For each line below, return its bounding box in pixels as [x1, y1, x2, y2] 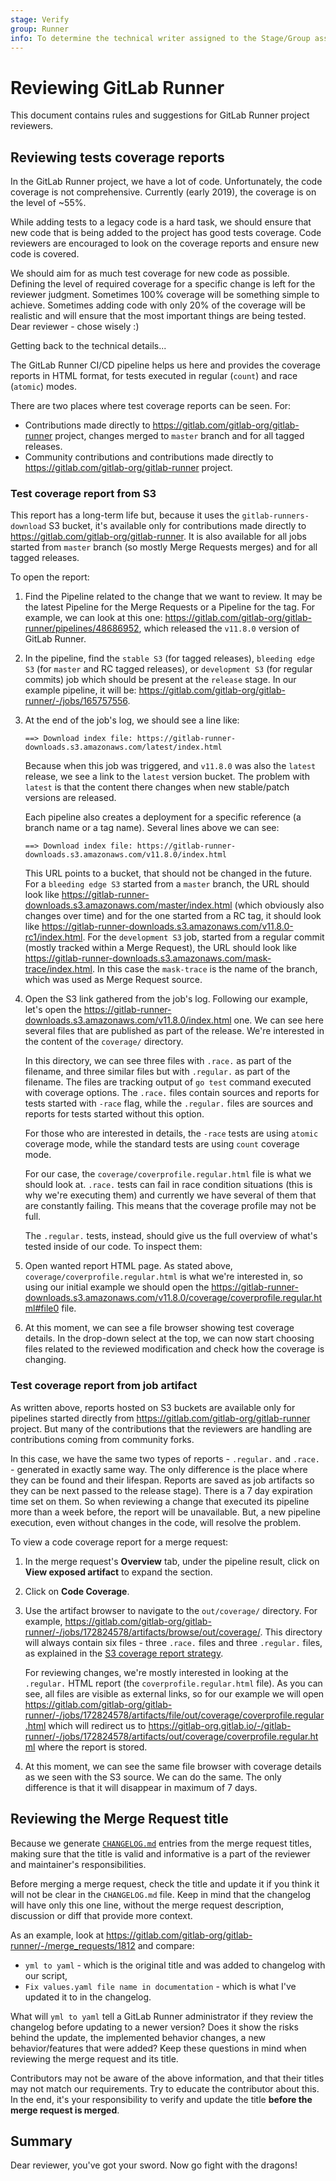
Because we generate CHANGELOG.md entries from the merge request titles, [10, 1837, 312, 1849]
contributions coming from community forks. [10, 1433, 195, 1445]
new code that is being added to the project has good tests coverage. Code [10, 227, 322, 239]
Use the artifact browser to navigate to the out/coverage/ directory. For [24, 1604, 318, 1616]
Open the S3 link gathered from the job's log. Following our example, [24, 993, 308, 1005]
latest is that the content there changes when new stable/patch [24, 781, 290, 793]
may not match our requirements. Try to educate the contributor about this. [10, 2082, 320, 2095]
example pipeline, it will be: [24, 684, 137, 696]
